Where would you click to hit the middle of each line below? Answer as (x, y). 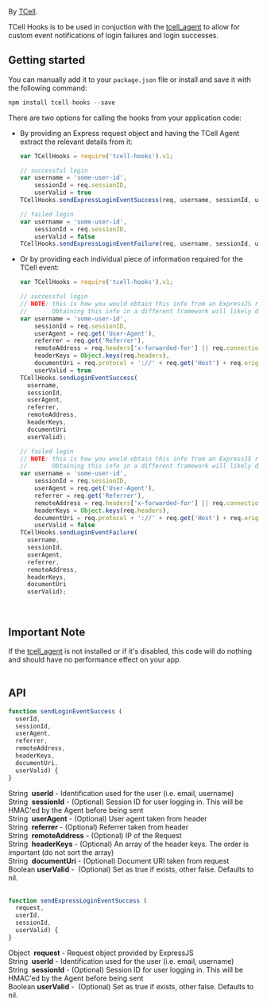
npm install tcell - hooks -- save (62, 103)
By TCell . (23, 12)
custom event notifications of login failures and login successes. (114, 35)
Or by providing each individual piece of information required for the (132, 259)
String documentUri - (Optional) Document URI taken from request (119, 860)
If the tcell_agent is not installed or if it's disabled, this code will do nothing (130, 651)
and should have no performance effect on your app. (95, 660)
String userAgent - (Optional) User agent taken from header (108, 818)
